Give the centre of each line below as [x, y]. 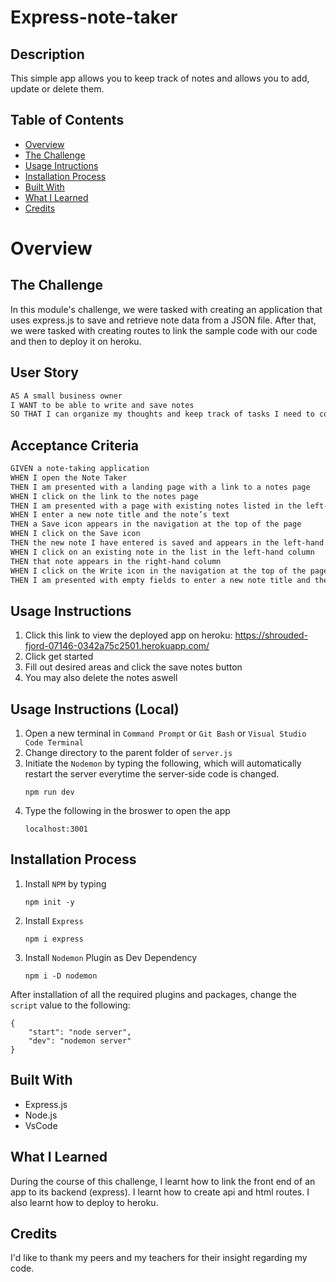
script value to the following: [70, 1005]
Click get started [59, 657]
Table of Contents [67, 120]
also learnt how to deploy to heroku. [84, 1202]
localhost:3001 [56, 829]
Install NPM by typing [65, 883]
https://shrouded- [271, 635]
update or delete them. [57, 89]
